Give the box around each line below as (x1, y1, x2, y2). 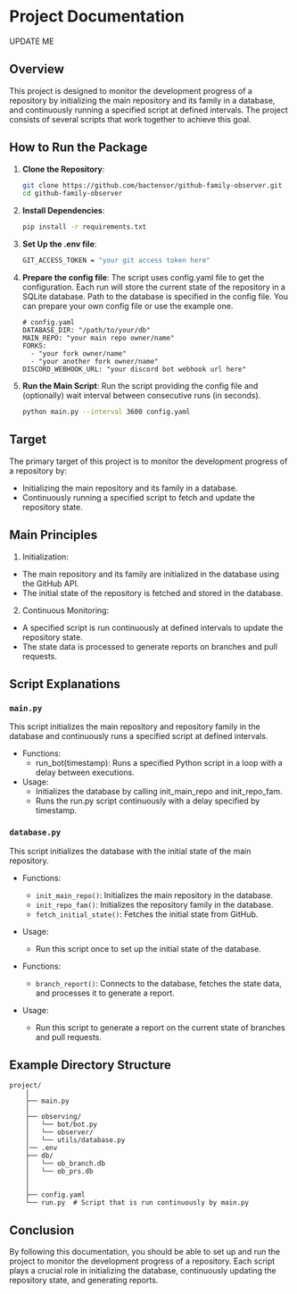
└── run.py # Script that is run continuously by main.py (25, 1198, 250, 1207)
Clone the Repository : (21, 164, 105, 174)
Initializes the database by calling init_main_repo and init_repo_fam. (35, 786, 283, 797)
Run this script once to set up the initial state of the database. (35, 943, 261, 954)
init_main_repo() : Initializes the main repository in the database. (35, 889, 274, 900)
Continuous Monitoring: (21, 605, 110, 616)
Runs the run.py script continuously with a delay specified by (35, 795, 260, 806)
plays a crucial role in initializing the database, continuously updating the (9, 1265, 276, 1276)
